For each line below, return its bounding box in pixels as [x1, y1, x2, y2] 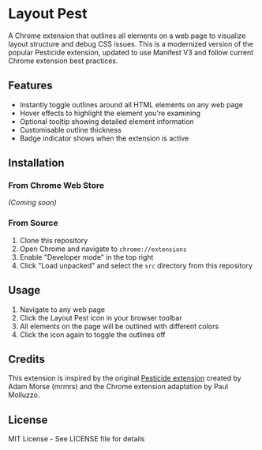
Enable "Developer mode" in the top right [19, 252, 154, 261]
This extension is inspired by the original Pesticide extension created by [8, 373, 242, 383]
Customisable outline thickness [19, 125, 122, 134]
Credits [8, 352, 46, 366]
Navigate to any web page [19, 305, 105, 314]
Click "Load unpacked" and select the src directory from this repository [19, 261, 253, 270]
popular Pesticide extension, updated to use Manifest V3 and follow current [8, 47, 254, 57]
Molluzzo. [8, 390, 40, 399]
